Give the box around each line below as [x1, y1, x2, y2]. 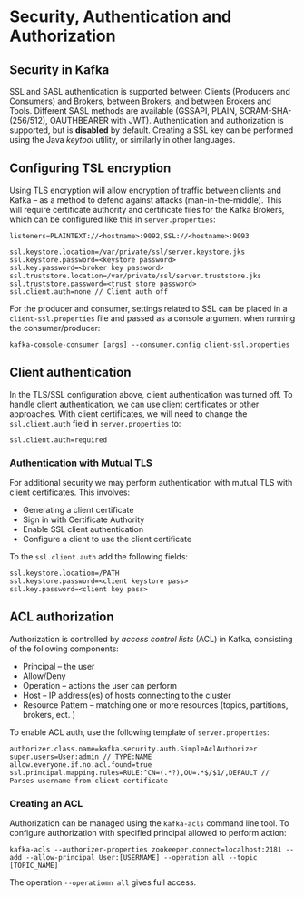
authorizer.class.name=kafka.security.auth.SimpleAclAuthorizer [9, 744, 258, 753]
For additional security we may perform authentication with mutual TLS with [9, 477, 293, 488]
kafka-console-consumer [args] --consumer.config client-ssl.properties [9, 339, 290, 349]
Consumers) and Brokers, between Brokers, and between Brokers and [9, 96, 272, 106]
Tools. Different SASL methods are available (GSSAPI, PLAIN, [9, 106, 238, 116]
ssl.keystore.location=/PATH [9, 569, 120, 578]
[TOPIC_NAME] [9, 862, 59, 871]
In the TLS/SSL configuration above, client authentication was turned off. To [9, 388, 293, 399]
